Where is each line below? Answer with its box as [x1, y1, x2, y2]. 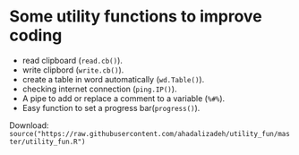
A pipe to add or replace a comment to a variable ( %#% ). [21, 92, 226, 104]
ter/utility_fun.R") [9, 137, 87, 146]
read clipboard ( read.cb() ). [21, 55, 124, 65]
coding [9, 25, 63, 46]
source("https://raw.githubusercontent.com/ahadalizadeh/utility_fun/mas [9, 129, 291, 138]
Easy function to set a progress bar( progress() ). [21, 102, 201, 113]
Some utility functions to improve [9, 6, 262, 27]
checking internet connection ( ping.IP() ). [21, 83, 177, 94]
